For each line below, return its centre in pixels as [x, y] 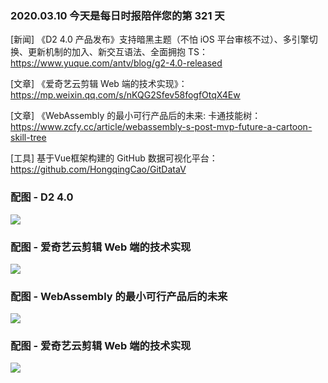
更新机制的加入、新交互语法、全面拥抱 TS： [117, 52]
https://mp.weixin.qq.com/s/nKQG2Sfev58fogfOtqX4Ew [125, 95]
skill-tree [28, 138]
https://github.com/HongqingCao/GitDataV [98, 169]
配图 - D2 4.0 [42, 197]
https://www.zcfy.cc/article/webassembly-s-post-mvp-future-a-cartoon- [161, 127]
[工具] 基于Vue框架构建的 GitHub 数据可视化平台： [114, 158]
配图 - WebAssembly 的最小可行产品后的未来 [119, 296]
